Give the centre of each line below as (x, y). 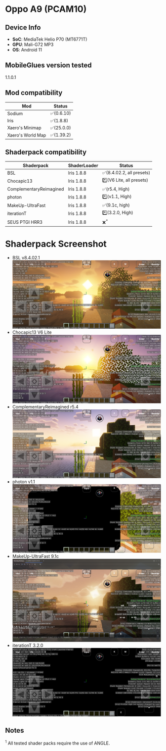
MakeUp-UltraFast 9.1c (36, 556)
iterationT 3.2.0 (28, 645)
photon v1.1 (24, 482)
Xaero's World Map (27, 135)
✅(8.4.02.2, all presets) (126, 173)
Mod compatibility (34, 93)
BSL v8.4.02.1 (26, 257)
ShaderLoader (83, 165)
